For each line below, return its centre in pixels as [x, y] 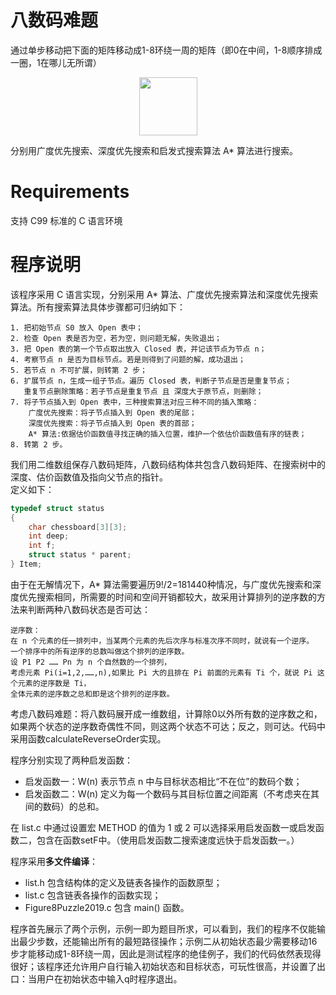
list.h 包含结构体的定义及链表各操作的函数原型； [123, 882]
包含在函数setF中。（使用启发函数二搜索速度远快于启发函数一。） [168, 840]
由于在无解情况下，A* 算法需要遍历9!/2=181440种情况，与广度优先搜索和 [161, 584]
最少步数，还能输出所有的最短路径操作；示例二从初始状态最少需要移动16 [168, 941]
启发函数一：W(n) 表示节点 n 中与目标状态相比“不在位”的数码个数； [163, 781]
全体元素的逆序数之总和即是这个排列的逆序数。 [92, 694]
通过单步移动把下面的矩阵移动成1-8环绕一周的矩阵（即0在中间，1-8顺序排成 [166, 50]
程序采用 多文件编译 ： [54, 861]
